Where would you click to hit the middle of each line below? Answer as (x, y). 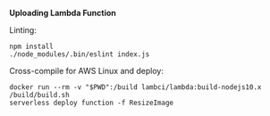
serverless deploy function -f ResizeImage (92, 103)
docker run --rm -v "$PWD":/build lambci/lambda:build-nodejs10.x (135, 87)
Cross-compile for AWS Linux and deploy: (86, 71)
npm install (31, 46)
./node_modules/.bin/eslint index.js (80, 54)
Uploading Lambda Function (63, 13)
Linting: (23, 30)
